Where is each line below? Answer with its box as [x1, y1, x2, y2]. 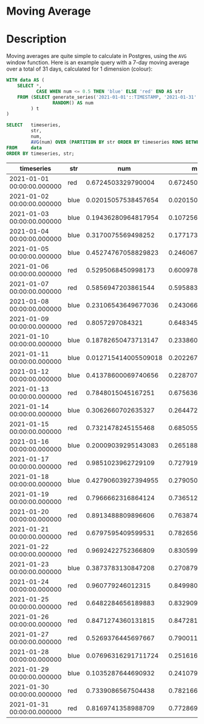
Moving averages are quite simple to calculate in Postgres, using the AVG [6, 52, 187, 60]
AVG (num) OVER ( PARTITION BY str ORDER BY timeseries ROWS [30, 139, 183, 145]
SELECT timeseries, [6, 122, 61, 129]
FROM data [6, 144, 42, 151]
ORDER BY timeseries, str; [6, 151, 75, 157]
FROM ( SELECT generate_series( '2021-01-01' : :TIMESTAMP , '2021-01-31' [17, 94, 197, 100]
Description [6, 32, 67, 46]
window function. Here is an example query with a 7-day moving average [6, 59, 189, 66]
